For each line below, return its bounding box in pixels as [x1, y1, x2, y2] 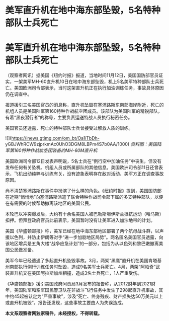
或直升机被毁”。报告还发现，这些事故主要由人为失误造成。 [5, 300, 127, 306]
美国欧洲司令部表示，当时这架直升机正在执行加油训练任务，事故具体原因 [14, 85, 164, 91]
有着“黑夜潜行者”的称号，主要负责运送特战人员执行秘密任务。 [5, 114, 133, 121]
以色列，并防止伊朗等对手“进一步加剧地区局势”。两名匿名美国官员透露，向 [9, 234, 163, 240]
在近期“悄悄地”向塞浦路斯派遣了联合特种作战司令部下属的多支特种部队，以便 [5, 194, 163, 200]
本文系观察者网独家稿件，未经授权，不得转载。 [5, 310, 102, 316]
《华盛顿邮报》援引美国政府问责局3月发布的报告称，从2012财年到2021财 [5, 281, 156, 287]
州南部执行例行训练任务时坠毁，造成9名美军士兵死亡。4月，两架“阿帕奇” [5, 264, 156, 270]
